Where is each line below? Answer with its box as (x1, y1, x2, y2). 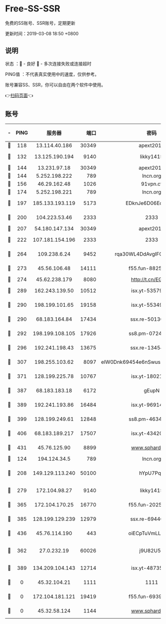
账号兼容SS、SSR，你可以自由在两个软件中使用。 (5, 81, 106, 87)
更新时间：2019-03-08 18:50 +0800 (5, 30, 79, 36)
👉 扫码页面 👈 (5, 92, 34, 98)
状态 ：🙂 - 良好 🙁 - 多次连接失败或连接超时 (5, 61, 91, 67)
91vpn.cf (141, 180, 163, 187)
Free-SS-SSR (5, 3, 60, 14)
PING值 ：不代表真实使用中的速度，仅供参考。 (5, 71, 99, 77)
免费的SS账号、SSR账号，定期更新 (5, 20, 76, 26)
